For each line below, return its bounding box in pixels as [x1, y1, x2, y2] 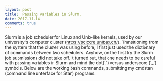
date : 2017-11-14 [5, 16, 40, 21]
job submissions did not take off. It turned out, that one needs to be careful [5, 55, 155, 61]
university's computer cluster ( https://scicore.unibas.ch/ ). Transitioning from [5, 40, 159, 45]
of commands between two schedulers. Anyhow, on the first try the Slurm [5, 50, 153, 56]
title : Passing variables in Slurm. [5, 12, 82, 17]
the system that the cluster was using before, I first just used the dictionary [5, 44, 156, 50]
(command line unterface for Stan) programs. [5, 70, 96, 76]
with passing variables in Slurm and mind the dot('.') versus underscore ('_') [5, 60, 157, 66]
